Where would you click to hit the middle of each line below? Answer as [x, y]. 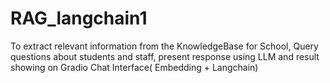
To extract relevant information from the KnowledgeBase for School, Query [164, 46]
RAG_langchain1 [79, 18]
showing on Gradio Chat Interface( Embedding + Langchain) [134, 67]
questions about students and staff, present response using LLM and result [165, 56]
